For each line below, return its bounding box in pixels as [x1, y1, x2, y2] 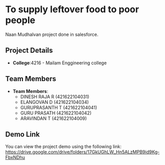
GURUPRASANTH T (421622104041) [20, 104, 98, 110]
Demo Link [5, 130, 40, 138]
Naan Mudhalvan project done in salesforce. [5, 31, 99, 37]
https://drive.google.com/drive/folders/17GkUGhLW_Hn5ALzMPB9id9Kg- [5, 149, 160, 155]
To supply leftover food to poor [5, 4, 139, 15]
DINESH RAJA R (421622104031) [20, 93, 89, 100]
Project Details [5, 46, 53, 55]
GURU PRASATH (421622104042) [20, 110, 92, 116]
